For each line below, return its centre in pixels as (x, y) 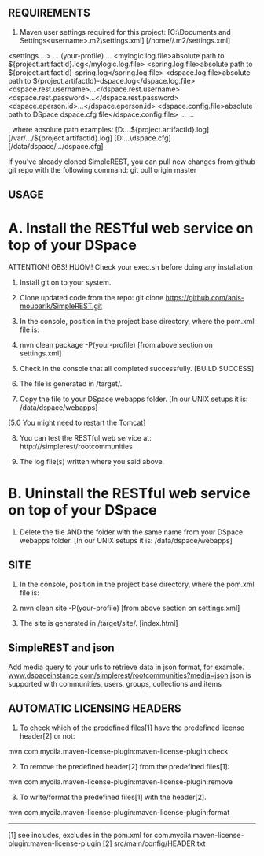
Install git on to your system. (65, 282)
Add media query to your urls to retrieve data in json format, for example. (126, 667)
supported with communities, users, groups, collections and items (115, 683)
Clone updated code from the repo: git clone (92, 298)
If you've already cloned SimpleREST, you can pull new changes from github (132, 162)
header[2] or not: (47, 735)
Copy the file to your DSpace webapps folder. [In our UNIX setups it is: (134, 399)
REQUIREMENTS (49, 13)
